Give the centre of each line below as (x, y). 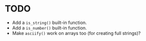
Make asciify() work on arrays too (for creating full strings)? (76, 33)
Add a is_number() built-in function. (49, 27)
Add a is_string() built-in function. (49, 22)
